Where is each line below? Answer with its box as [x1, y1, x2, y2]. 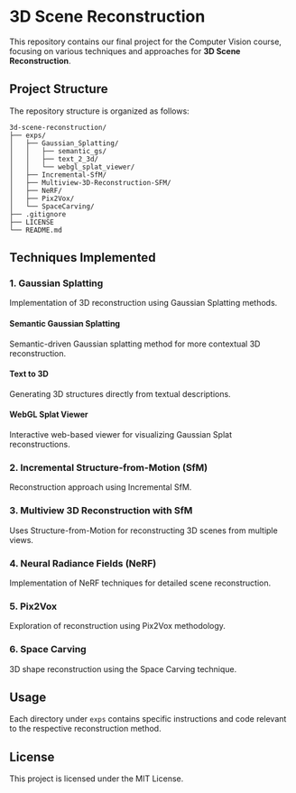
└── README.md [9, 226, 63, 235]
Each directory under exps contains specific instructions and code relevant [9, 714, 287, 724]
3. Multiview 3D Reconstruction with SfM [9, 504, 193, 517]
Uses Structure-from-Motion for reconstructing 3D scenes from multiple [9, 525, 278, 536]
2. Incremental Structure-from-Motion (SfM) [9, 461, 208, 474]
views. [9, 534, 34, 545]
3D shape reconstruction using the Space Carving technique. [9, 663, 237, 674]
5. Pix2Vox [9, 600, 57, 613]
